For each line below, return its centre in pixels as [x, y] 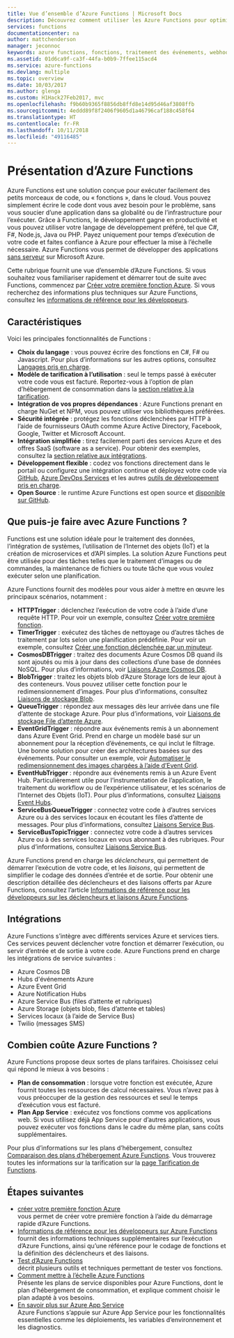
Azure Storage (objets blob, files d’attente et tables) [91, 1008]
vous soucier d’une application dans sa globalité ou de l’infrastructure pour [115, 212]
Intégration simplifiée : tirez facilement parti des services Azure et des [119, 441]
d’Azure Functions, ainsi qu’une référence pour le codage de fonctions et [122, 1246]
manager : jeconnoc [34, 46]
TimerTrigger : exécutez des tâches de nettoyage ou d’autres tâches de [120, 632]
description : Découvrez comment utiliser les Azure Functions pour [107, 20]
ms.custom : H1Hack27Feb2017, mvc [56, 98]
